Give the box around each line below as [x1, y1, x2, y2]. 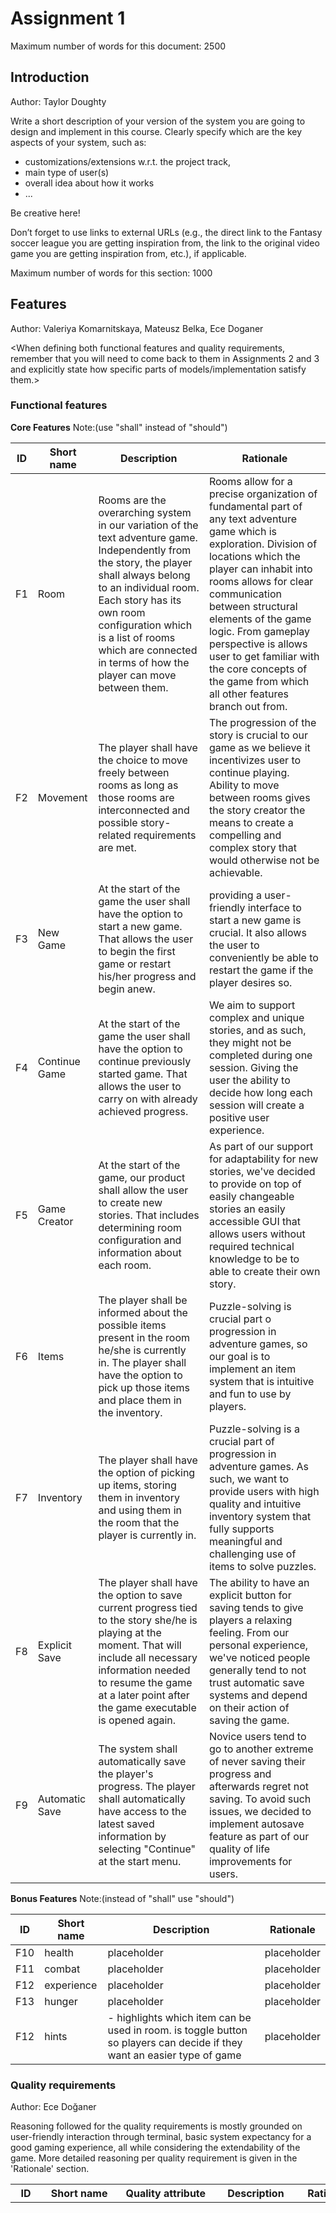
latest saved [98, 1817, 155, 1831]
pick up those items [98, 1380, 190, 1394]
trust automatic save [208, 1675, 305, 1689]
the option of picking [98, 1465, 196, 1479]
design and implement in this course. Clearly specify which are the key [10, 125, 303, 137]
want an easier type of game [107, 2048, 242, 2062]
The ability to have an [208, 1575, 310, 1589]
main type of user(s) [24, 166, 110, 178]
